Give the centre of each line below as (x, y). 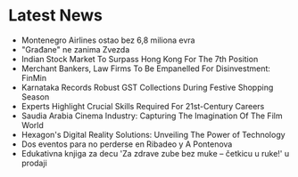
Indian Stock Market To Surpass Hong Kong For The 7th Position (140, 59)
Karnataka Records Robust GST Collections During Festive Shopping (147, 87)
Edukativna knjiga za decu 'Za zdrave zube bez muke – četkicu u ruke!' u (155, 153)
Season (35, 97)
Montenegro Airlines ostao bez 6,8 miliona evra (108, 40)
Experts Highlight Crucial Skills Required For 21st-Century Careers (143, 106)
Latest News (56, 16)
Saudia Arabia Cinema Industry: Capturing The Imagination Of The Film (152, 116)
